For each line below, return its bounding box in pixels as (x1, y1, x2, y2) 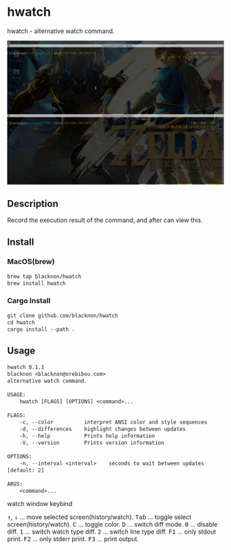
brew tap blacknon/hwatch (7, 273, 81, 280)
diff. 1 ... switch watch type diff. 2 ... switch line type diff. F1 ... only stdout (7, 527, 217, 536)
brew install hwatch (7, 280, 67, 287)
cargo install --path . (7, 326, 76, 333)
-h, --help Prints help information (19, 432, 155, 440)
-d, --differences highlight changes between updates (19, 426, 186, 433)
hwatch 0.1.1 (7, 364, 45, 371)
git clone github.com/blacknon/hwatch (7, 312, 118, 320)
